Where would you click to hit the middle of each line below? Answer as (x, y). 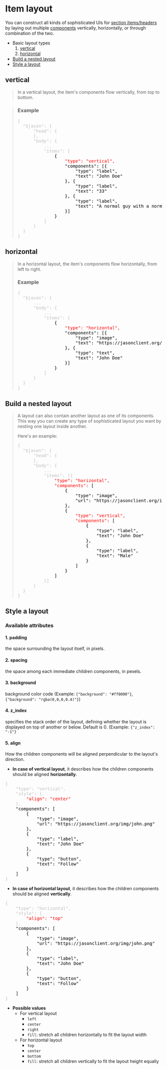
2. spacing (16, 660)
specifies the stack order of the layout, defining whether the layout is (76, 722)
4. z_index (16, 710)
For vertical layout (38, 1013)
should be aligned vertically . (42, 894)
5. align (13, 743)
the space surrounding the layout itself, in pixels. (55, 648)
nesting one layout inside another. (52, 426)
